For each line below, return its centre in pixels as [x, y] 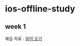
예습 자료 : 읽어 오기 [24, 39]
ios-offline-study [40, 9]
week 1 [15, 27]
